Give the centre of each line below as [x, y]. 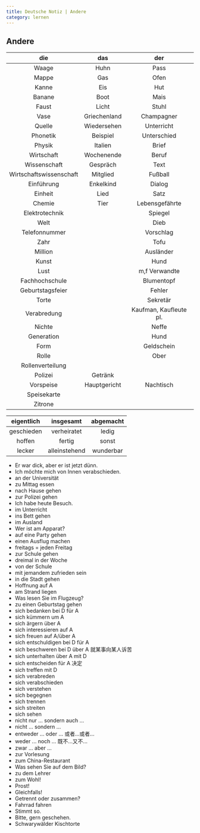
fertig [67, 441]
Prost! [22, 786]
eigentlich [26, 421]
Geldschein [159, 346]
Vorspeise [44, 385]
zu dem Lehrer [33, 773]
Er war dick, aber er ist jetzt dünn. [56, 465]
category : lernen [28, 17]
